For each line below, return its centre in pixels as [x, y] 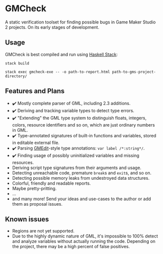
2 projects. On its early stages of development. [52, 27]
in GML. [20, 130]
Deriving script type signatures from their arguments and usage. [77, 168]
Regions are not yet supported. [43, 231]
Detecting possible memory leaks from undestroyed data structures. [81, 178]
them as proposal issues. [37, 204]
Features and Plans [35, 91]
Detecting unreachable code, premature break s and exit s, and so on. [82, 173]
